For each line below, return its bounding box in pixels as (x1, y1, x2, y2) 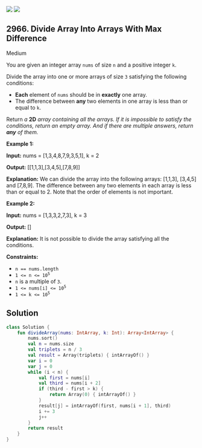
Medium (6, 49, 27, 57)
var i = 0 (28, 357, 52, 364)
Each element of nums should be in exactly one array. (14, 91, 148, 98)
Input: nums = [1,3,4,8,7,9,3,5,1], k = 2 (6, 152, 99, 159)
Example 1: (6, 140, 34, 148)
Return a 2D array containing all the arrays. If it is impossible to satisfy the (6, 115, 192, 123)
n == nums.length (14, 266, 59, 272)
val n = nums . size (28, 341, 74, 347)
